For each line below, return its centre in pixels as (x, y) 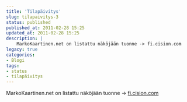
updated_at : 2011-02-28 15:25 (43, 33)
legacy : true (22, 50)
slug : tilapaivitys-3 (32, 17)
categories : (20, 55)
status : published (28, 22)
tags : (13, 66)
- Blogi (15, 60)
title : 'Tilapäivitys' (34, 11)
